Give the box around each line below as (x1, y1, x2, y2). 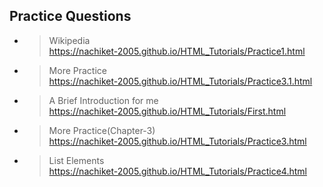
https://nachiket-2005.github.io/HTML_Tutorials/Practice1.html (48, 45, 306, 57)
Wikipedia (48, 34, 91, 46)
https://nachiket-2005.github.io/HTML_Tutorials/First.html (48, 105, 287, 117)
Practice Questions (9, 8, 132, 25)
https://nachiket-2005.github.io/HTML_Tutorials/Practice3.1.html (48, 75, 313, 87)
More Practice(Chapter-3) (48, 124, 156, 136)
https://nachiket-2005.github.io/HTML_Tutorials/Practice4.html (48, 165, 307, 177)
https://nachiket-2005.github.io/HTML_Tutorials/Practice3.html (48, 135, 307, 147)
